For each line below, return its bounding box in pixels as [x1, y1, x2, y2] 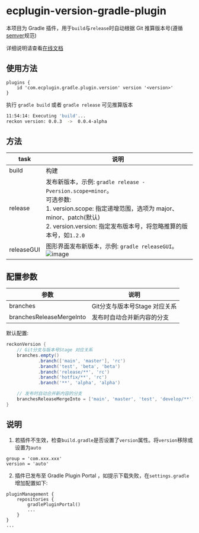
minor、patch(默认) [46, 213, 101, 221]
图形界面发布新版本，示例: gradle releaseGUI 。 [46, 242, 178, 251]
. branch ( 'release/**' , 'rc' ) [37, 369, 110, 375]
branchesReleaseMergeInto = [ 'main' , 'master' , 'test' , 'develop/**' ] [17, 396, 195, 402]
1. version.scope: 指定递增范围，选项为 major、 [46, 204, 178, 213]
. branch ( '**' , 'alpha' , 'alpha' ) [37, 380, 120, 386]
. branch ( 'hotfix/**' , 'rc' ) [37, 374, 108, 380]
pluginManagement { [6, 491, 54, 497]
